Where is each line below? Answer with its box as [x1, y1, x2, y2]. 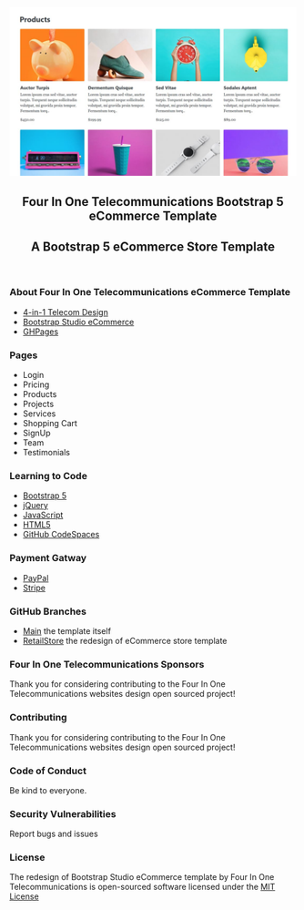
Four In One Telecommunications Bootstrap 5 [22, 194, 284, 210]
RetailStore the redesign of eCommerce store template [22, 635, 228, 646]
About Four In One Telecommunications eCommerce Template [9, 286, 291, 299]
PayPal [22, 572, 49, 583]
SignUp [22, 427, 52, 439]
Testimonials [22, 447, 71, 458]
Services [22, 408, 56, 419]
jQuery [22, 500, 48, 511]
